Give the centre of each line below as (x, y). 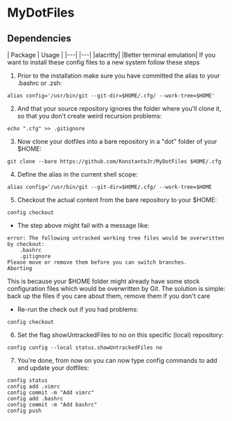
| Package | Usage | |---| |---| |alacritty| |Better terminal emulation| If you (111, 55)
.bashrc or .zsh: (39, 83)
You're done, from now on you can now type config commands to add (117, 360)
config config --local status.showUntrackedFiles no (85, 348)
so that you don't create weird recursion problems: (89, 116)
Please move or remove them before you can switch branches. (97, 262)
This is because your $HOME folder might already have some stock (103, 281)
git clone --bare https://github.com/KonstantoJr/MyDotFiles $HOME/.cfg (114, 161)
